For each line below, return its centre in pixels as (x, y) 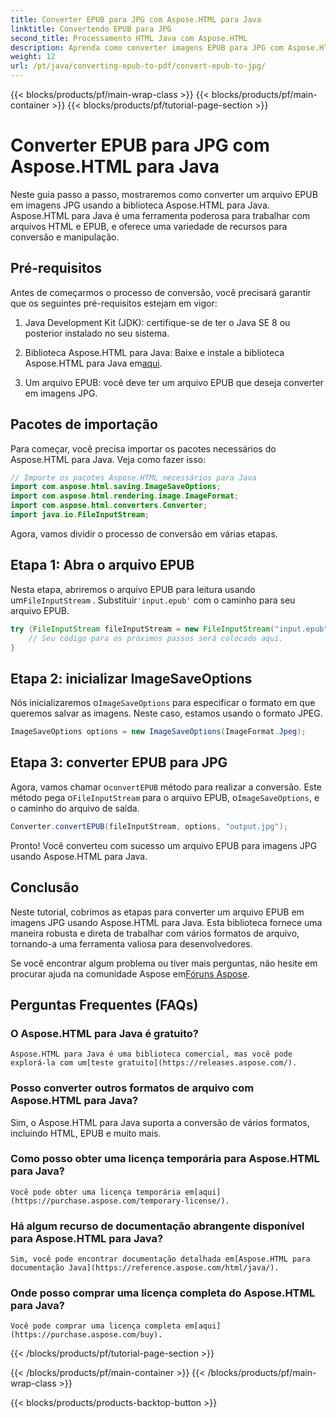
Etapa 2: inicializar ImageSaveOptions (131, 678)
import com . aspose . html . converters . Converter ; (109, 506)
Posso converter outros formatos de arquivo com (132, 1088)
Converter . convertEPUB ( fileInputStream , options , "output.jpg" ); (149, 826)
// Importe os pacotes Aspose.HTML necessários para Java (133, 477)
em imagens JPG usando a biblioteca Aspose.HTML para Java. (140, 205)
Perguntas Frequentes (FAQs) (104, 1004)
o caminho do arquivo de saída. (75, 808)
